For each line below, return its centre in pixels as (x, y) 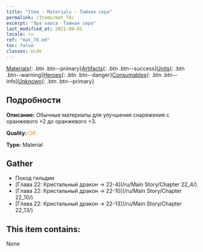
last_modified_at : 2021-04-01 (45, 29)
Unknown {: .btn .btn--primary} (56, 81)
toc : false (20, 46)
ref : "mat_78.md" (28, 40)
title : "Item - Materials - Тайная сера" (59, 12)
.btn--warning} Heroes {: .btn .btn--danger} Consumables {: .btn (84, 75)
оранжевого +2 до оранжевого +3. (52, 121)
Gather (20, 163)
